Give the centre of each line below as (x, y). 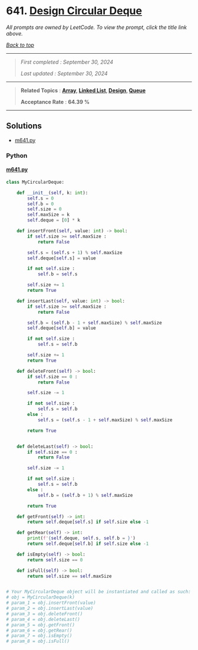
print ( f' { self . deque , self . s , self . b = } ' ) (82, 538)
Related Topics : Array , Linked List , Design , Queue (83, 90)
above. (14, 33)
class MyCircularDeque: (35, 182)
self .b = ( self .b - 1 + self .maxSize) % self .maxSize (95, 323)
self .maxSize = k (48, 215)
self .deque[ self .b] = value (62, 328)
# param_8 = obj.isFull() (38, 641)
